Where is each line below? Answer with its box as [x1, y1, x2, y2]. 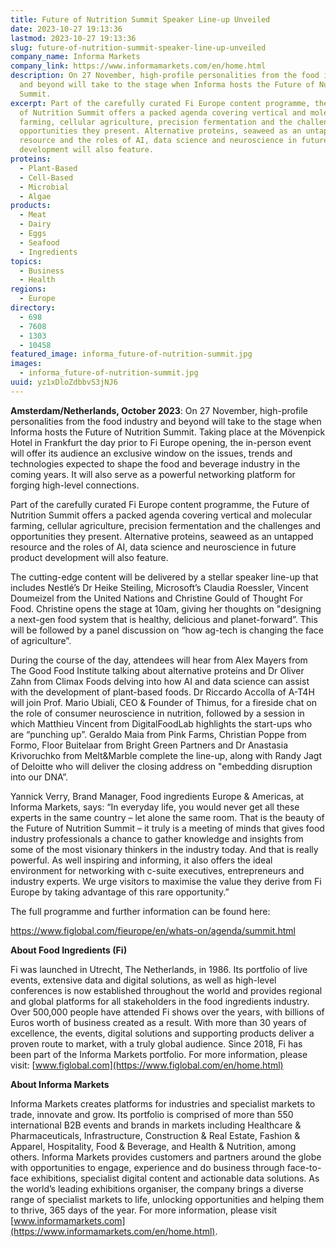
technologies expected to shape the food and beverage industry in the [10, 457, 301, 470]
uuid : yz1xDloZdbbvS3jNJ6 [10, 377, 118, 387]
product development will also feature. [10, 551, 169, 563]
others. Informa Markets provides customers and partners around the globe [10, 1151, 322, 1163]
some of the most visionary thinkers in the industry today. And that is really [10, 843, 319, 855]
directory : [10, 303, 56, 313]
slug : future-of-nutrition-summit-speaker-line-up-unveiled [10, 42, 267, 53]
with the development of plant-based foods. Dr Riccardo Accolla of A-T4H [10, 686, 315, 698]
